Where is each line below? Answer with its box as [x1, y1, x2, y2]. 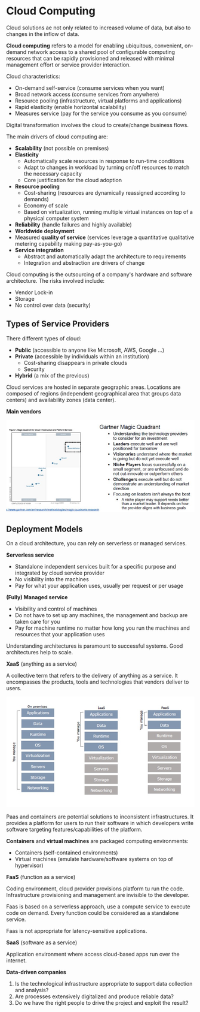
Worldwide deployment [14, 227, 75, 234]
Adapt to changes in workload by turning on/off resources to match [23, 164, 190, 171]
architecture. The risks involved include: [6, 277, 105, 284]
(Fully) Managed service [6, 594, 68, 601]
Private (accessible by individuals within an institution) [14, 352, 149, 360]
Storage [14, 295, 35, 302]
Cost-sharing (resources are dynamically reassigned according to [23, 189, 186, 196]
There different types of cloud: [6, 334, 82, 342]
